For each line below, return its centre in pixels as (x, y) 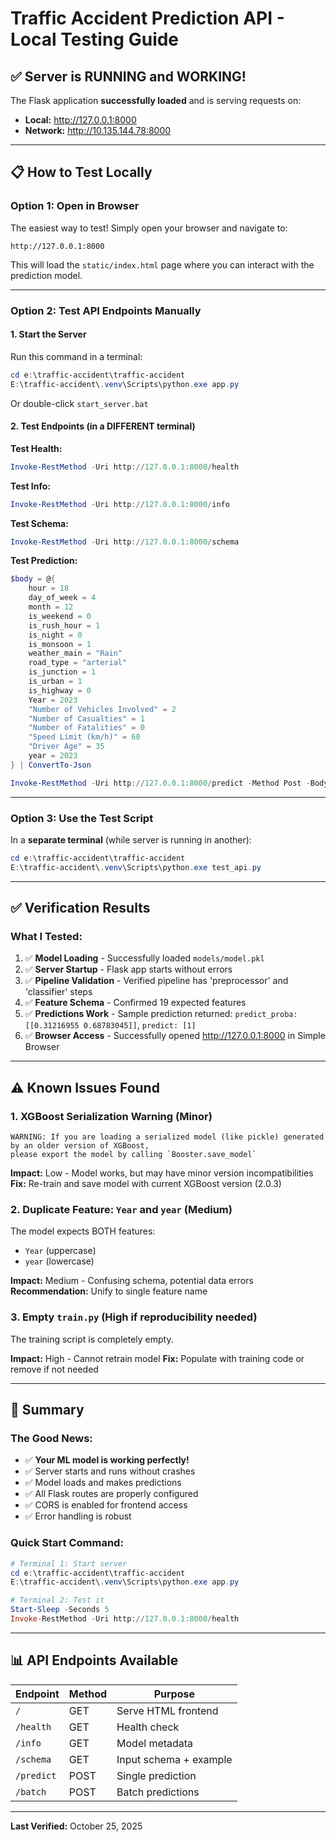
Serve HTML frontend (167, 1710)
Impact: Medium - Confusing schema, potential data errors (132, 1281)
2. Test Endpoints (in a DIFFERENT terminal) (103, 426)
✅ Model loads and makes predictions (103, 1483)
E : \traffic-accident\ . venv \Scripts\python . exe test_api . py (136, 867)
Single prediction (156, 1775)
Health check (148, 1727)
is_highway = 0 (60, 690)
